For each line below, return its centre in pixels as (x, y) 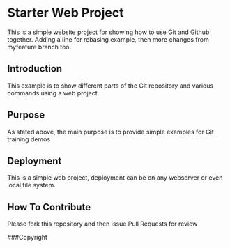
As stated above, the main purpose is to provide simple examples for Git (110, 132)
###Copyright (27, 238)
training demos (29, 139)
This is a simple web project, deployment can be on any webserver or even (115, 178)
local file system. (31, 185)
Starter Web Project (66, 13)
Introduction (35, 69)
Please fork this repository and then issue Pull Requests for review (102, 224)
